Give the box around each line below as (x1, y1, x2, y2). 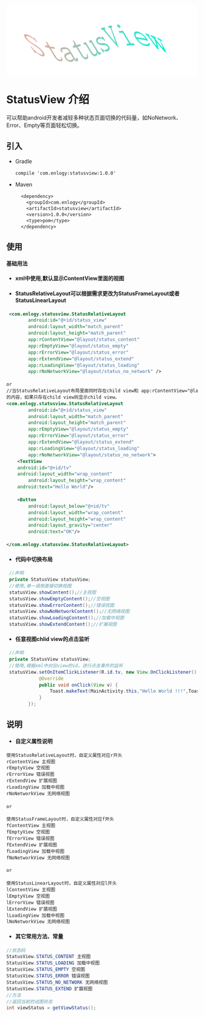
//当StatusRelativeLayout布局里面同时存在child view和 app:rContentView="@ (6, 388, 193, 394)
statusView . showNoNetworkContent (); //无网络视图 (8, 609, 130, 615)
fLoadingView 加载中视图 (6, 848, 65, 854)
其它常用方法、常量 (15, 933, 64, 940)
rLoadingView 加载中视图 (6, 784, 65, 790)
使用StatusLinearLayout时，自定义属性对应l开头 (6, 880, 117, 886)
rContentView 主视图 (6, 758, 56, 765)
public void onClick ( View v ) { (38, 682, 118, 688)
